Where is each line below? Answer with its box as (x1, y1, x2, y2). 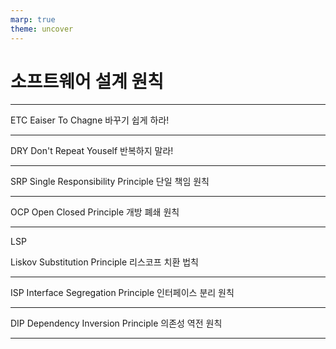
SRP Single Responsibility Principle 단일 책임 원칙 (10, 176, 210, 188)
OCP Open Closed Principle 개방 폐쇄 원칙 (10, 206, 180, 218)
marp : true (10, 14, 56, 25)
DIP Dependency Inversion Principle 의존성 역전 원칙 (10, 317, 223, 330)
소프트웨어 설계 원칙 (10, 70, 165, 93)
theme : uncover (10, 24, 74, 34)
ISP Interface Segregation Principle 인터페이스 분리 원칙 (10, 287, 235, 299)
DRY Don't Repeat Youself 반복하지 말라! (10, 145, 174, 157)
